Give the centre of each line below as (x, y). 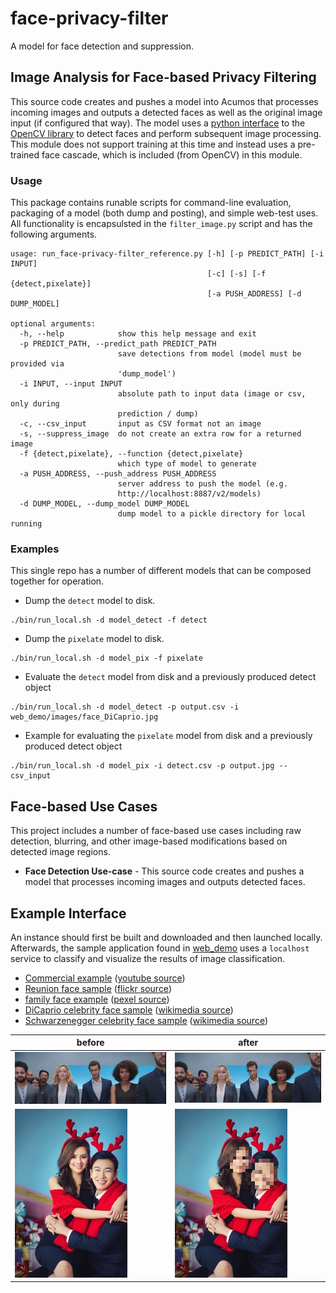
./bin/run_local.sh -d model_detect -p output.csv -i (125, 707)
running (26, 524)
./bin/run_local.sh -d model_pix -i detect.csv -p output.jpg (142, 766)
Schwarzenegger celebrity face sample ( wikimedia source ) (146, 1020)
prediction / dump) (158, 414)
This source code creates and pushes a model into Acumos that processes (164, 101)
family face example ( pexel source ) (97, 999)
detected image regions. (60, 852)
